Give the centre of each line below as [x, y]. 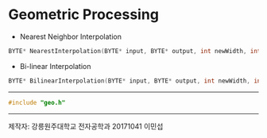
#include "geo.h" [37, 102]
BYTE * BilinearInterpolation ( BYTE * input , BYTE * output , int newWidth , [129, 81]
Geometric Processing [83, 15]
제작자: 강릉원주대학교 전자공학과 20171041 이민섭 [86, 126]
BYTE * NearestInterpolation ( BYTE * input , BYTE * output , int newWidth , [128, 51]
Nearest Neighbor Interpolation [70, 36]
